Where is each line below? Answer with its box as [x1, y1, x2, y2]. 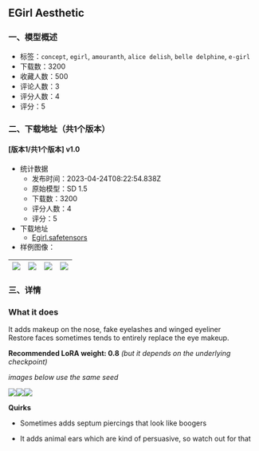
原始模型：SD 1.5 [31, 184, 88, 193]
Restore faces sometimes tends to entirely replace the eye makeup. [8, 333, 230, 342]
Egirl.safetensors [31, 232, 88, 242]
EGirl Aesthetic [8, 6, 85, 20]
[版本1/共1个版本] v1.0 [8, 144, 80, 154]
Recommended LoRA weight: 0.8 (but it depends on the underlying [8, 349, 231, 358]
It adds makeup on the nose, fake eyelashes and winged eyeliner [8, 325, 222, 334]
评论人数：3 [19, 81, 60, 91]
